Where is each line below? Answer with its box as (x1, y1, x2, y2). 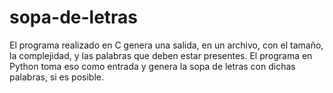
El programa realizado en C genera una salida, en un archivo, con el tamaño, (9, 39, 324, 51)
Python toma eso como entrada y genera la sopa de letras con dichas (9, 60, 296, 72)
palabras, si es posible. (9, 71, 104, 83)
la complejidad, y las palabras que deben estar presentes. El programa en (9, 49, 313, 61)
